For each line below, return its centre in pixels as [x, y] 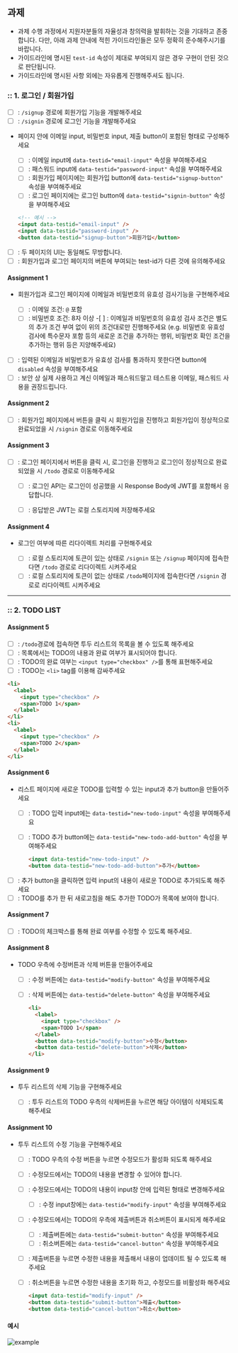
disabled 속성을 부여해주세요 [58, 369]
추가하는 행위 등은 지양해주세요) [72, 345]
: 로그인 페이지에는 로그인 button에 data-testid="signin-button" [120, 196]
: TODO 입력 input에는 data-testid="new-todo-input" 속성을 [114, 813]
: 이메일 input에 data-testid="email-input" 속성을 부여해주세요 [118, 160]
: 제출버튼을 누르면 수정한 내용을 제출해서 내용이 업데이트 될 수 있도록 [124, 1259]
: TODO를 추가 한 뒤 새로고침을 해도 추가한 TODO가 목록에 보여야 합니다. [118, 898]
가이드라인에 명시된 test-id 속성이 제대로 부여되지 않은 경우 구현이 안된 [117, 57]
